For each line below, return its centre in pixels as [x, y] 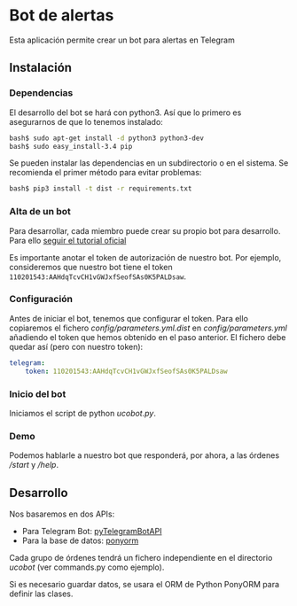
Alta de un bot [40, 212]
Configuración [41, 299]
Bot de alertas [62, 16]
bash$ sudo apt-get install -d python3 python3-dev [106, 138]
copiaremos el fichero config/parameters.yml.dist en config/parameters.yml [148, 328]
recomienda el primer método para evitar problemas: [106, 173]
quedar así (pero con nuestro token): [76, 346]
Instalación [41, 68]
